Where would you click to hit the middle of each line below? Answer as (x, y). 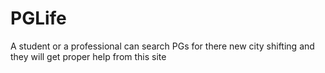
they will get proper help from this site (88, 56)
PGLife (38, 18)
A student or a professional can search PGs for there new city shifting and (162, 46)
